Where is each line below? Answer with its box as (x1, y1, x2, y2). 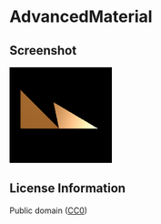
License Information (9, 180, 126, 197)
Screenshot (9, 43, 77, 58)
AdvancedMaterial (9, 6, 153, 27)
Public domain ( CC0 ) (9, 205, 88, 216)
